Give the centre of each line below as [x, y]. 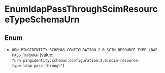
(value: [47, 55]
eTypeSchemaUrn [42, 19]
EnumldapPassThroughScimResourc [81, 9]
